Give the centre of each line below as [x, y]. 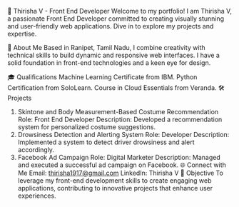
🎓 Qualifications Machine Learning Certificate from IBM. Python [102, 77]
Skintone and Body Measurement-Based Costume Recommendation [118, 112]
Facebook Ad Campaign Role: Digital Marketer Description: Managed [119, 157]
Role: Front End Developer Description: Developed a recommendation [120, 119]
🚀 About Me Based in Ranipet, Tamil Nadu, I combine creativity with [106, 47]
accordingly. [36, 150]
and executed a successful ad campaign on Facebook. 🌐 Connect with [122, 165]
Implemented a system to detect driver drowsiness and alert [106, 142]
